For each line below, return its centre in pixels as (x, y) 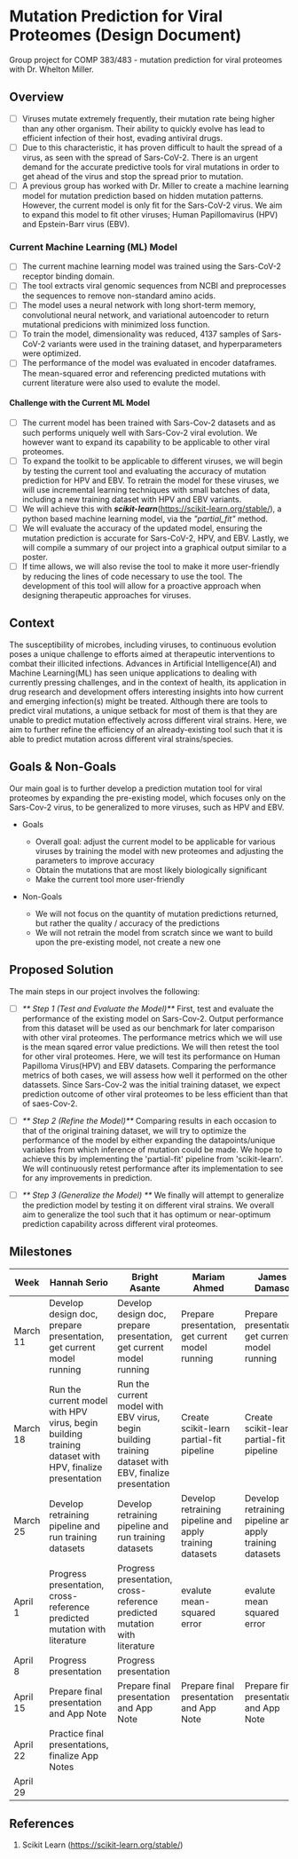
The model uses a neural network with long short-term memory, (139, 305)
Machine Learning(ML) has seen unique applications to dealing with (133, 673)
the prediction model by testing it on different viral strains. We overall (148, 1205)
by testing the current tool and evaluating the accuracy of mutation (144, 471)
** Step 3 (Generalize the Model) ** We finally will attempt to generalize (153, 1195)
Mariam (208, 1277)
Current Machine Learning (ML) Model (93, 247)
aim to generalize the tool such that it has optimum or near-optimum (146, 1214)
